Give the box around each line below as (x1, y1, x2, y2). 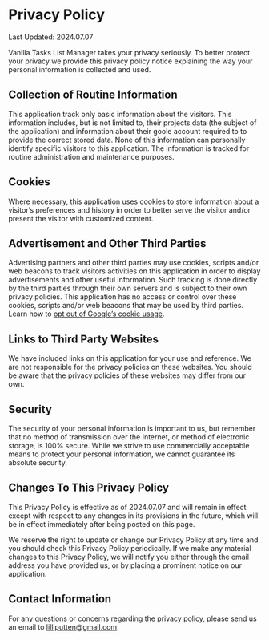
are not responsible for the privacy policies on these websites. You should (8, 363, 252, 372)
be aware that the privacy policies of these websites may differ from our (8, 371, 247, 380)
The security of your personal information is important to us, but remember (8, 423, 256, 433)
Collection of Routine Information (8, 88, 178, 102)
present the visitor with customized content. (8, 213, 154, 223)
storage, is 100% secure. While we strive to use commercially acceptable (8, 441, 250, 450)
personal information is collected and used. (8, 64, 151, 74)
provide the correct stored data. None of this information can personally (8, 135, 246, 144)
